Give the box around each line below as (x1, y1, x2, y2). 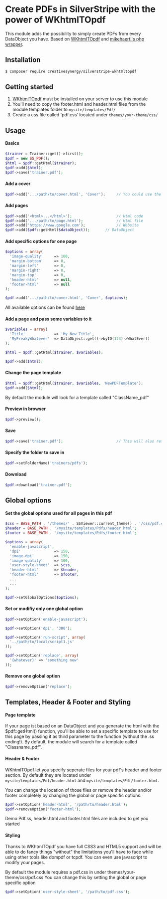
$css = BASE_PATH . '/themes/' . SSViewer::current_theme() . (5, 521, 137, 526)
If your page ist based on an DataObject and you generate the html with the (5, 723, 160, 729)
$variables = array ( (5, 327, 48, 332)
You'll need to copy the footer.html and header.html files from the (12, 101, 146, 107)
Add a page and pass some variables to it (5, 316, 92, 322)
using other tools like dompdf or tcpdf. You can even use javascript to (5, 854, 148, 860)
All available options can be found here (5, 304, 85, 310)
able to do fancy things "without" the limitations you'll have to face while (5, 849, 153, 855)
